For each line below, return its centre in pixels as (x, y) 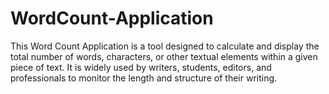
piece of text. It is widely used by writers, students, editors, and (141, 67)
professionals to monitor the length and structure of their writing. (144, 78)
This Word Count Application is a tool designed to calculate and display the (165, 46)
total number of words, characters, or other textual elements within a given (164, 56)
